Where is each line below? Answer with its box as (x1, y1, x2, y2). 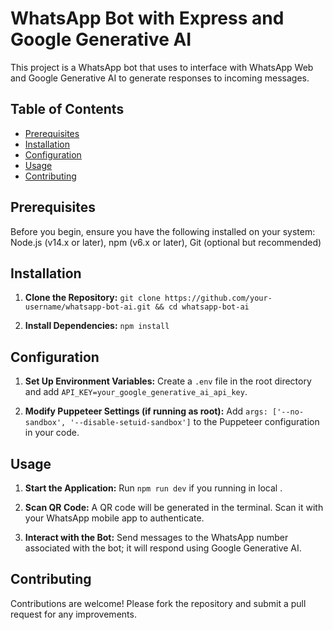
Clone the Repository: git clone (24, 292, 161, 304)
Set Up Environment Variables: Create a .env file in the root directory (24, 375, 312, 387)
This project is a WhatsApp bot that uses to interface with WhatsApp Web (10, 61, 314, 73)
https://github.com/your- (164, 293, 273, 304)
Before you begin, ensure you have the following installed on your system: (10, 225, 316, 237)
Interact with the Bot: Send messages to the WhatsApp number (24, 532, 289, 543)
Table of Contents (10, 101, 125, 118)
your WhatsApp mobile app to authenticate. (24, 512, 205, 524)
